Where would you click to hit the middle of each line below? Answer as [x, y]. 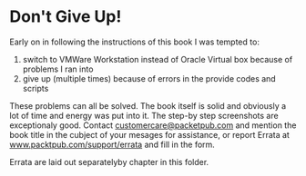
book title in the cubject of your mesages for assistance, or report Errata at [149, 134]
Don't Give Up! [66, 17]
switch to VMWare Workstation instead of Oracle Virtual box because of [158, 59]
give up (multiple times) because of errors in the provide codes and [149, 78]
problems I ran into [58, 69]
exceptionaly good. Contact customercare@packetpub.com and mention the [153, 125]
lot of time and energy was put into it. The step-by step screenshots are [144, 115]
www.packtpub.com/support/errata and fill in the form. [112, 144]
